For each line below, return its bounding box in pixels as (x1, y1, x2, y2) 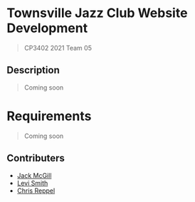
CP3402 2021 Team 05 (23, 43, 92, 52)
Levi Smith (16, 179, 48, 187)
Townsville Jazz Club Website (6, 5, 188, 21)
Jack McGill (16, 171, 52, 179)
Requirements (6, 108, 92, 124)
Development (6, 20, 88, 36)
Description (6, 64, 60, 76)
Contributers (6, 152, 65, 164)
